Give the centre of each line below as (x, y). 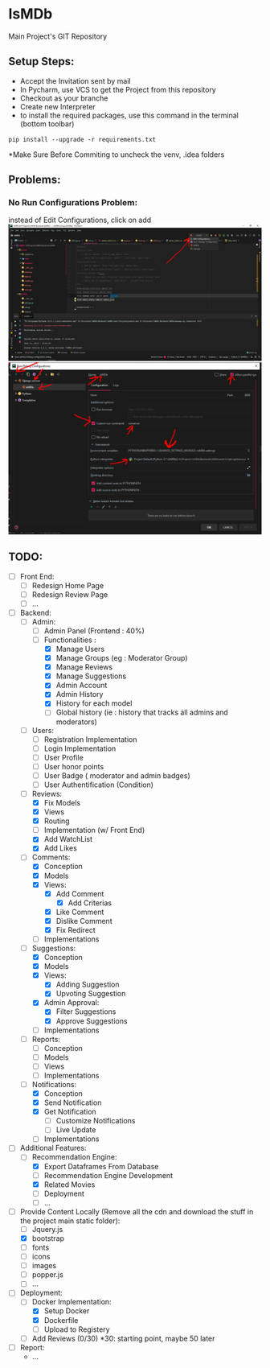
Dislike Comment (84, 921)
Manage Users (80, 649)
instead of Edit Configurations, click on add (80, 220)
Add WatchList (68, 839)
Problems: (35, 180)
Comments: (51, 857)
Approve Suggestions (92, 1021)
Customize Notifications (96, 1121)
